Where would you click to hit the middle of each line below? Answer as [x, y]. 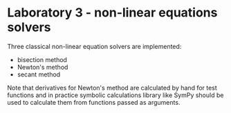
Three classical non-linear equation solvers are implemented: [94, 46]
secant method [39, 74]
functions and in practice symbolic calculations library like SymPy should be [115, 95]
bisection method [42, 59]
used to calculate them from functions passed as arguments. [94, 102]
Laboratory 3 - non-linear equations [112, 13]
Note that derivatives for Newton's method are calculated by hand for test [112, 88]
